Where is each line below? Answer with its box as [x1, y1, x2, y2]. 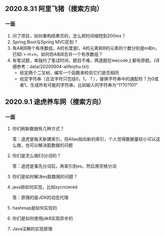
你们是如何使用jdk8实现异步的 [12, 215, 73, 221]
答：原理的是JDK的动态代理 [12, 195, 69, 201]
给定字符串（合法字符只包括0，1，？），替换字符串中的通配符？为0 [19, 76, 154, 82]
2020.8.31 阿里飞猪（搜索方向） [5, 4, 103, 13]
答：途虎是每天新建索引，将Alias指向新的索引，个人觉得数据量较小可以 [12, 136, 156, 142]
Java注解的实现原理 [12, 226, 53, 232]
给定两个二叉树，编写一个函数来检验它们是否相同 [19, 69, 119, 75]
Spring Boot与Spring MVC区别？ [12, 39, 78, 45]
